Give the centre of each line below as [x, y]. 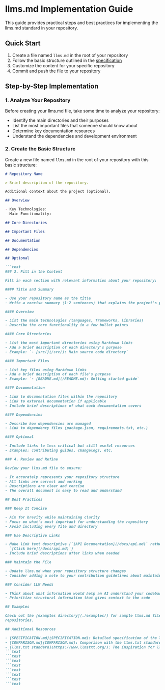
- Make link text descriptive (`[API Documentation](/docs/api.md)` [77, 544]
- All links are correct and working [44, 482]
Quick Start [23, 43]
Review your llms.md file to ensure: [44, 468]
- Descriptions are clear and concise [45, 486]
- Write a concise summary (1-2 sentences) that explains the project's [81, 303]
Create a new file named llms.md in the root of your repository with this [77, 159]
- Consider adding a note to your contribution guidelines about [73, 575]
